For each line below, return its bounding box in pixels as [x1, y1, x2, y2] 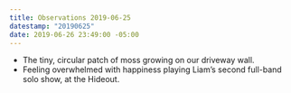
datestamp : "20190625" [9, 22, 95, 31]
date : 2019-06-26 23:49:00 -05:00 [9, 30, 140, 39]
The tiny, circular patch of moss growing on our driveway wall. [22, 55, 255, 66]
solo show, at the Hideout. [22, 74, 120, 85]
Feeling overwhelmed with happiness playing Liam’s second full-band [22, 64, 282, 75]
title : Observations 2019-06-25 [9, 13, 131, 23]
